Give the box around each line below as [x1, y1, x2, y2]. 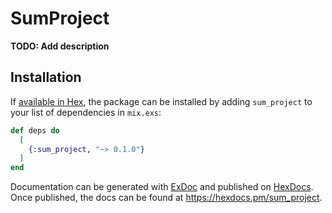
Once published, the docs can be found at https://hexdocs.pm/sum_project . [10, 192, 323, 204]
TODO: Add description [10, 40, 110, 52]
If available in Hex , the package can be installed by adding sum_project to [10, 95, 313, 107]
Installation [10, 69, 82, 86]
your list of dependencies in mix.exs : [10, 106, 162, 118]
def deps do [10, 125, 60, 136]
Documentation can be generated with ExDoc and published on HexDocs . [10, 181, 314, 193]
